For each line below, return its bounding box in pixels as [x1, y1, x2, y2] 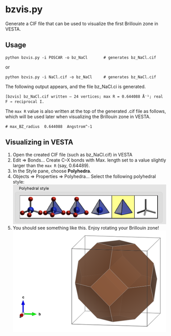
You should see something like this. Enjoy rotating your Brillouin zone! [12, 225, 159, 231]
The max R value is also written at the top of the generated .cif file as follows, [5, 108, 166, 114]
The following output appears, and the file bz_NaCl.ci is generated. [5, 83, 146, 89]
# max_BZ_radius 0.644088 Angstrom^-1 [5, 124, 93, 129]
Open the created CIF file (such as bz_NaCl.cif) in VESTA [12, 151, 133, 158]
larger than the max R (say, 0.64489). [12, 162, 90, 168]
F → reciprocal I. [5, 99, 44, 104]
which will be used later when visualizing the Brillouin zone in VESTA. [5, 114, 151, 120]
